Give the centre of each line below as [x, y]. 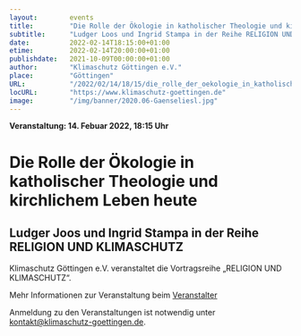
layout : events [52, 17]
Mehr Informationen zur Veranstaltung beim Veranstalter [113, 295]
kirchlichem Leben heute [103, 200]
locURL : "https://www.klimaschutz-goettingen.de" [118, 92]
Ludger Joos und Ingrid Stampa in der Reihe [134, 233]
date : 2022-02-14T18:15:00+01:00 [90, 42]
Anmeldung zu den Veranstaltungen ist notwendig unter [112, 313]
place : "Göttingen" [62, 76]
